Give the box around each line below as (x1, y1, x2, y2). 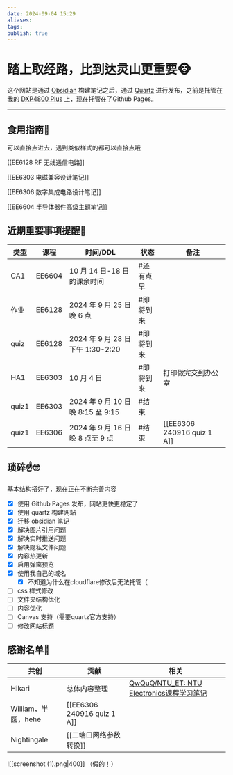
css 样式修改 (17, 586, 54, 595)
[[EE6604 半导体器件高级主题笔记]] (7, 203, 107, 211)
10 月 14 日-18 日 (69, 266, 130, 276)
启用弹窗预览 (17, 561, 54, 569)
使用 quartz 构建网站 (17, 508, 76, 516)
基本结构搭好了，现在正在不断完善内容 (7, 485, 116, 493)
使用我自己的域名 (17, 569, 67, 578)
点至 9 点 (84, 433, 114, 443)
